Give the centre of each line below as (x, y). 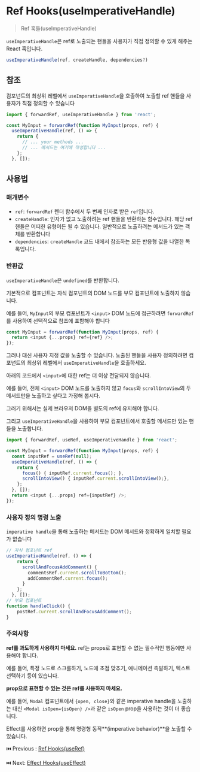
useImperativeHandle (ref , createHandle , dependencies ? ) (77, 60)
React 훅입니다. (24, 49)
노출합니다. (30, 429)
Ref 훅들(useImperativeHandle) (59, 28)
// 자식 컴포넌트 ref (29, 550)
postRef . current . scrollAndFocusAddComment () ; (75, 611)
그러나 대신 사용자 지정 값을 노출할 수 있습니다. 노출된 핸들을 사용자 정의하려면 (97, 355)
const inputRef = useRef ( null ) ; (52, 456)
